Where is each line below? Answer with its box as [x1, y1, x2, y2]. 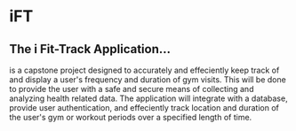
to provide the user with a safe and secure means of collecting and [9, 84, 254, 94]
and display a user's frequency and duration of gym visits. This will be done [9, 74, 286, 85]
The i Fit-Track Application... [9, 42, 172, 57]
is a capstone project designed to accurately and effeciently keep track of [9, 65, 280, 75]
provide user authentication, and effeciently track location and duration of [9, 103, 280, 112]
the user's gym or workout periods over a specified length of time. [9, 112, 252, 122]
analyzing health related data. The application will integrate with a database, [9, 93, 288, 104]
